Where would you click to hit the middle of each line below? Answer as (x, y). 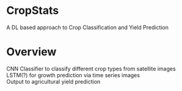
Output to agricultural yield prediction (53, 81)
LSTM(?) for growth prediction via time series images (73, 75)
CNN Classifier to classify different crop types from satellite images (91, 69)
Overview (31, 52)
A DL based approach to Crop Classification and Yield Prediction (88, 27)
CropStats (33, 11)
